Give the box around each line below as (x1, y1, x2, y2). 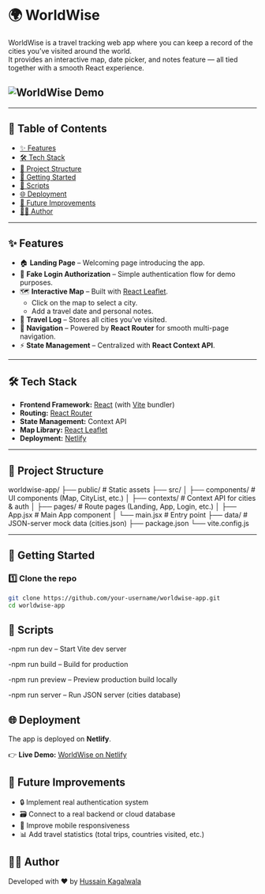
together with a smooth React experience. (8, 63, 144, 72)
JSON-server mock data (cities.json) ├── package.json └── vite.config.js (8, 519, 250, 528)
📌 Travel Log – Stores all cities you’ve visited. (19, 315, 167, 324)
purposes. (19, 278, 54, 287)
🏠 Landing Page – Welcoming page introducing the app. (19, 258, 205, 267)
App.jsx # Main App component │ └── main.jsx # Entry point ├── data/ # (8, 510, 248, 519)
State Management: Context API (19, 417, 127, 426)
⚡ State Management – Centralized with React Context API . (19, 341, 215, 350)
